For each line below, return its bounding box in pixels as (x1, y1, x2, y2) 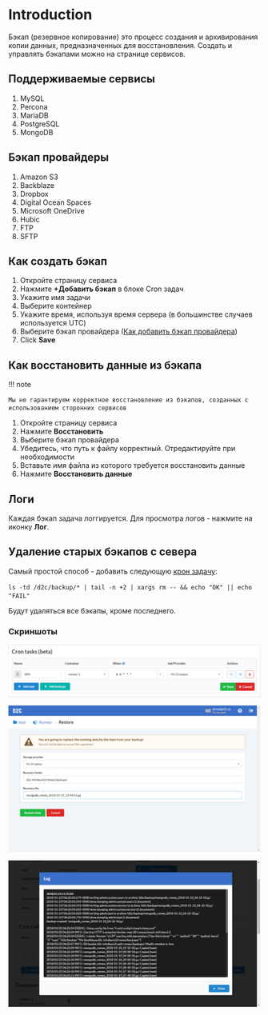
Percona (19, 102, 48, 111)
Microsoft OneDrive (19, 206, 86, 215)
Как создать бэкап (8, 254, 108, 268)
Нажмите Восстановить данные (19, 470, 133, 479)
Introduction (8, 6, 93, 24)
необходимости (19, 452, 74, 462)
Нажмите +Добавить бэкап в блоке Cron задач (19, 284, 184, 294)
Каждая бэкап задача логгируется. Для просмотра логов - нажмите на (8, 513, 253, 523)
